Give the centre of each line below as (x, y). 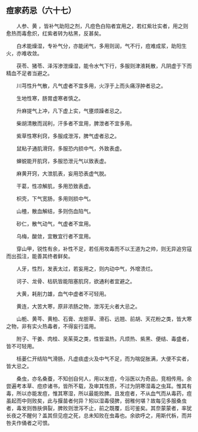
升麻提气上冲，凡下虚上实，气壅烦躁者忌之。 (71, 110)
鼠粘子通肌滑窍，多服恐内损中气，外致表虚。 (71, 148)
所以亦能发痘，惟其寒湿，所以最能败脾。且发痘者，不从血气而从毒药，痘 (104, 393)
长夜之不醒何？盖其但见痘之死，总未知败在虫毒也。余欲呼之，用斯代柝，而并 (99, 415)
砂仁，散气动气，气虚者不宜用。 (55, 224)
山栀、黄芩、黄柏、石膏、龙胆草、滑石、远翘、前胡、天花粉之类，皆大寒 (104, 319)
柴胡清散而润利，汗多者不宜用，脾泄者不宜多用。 (76, 123)
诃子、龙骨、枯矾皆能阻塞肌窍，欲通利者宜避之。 (76, 281)
